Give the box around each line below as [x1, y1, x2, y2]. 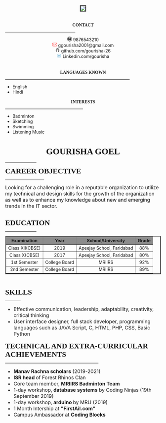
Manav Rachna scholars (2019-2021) [13, 368, 101, 374]
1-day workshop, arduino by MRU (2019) [13, 399, 108, 406]
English [12, 84, 28, 90]
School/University [86, 238, 125, 244]
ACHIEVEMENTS [5, 350, 67, 359]
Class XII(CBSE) [8, 245, 41, 251]
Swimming [12, 124, 34, 129]
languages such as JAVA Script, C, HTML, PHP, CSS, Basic [13, 324, 151, 331]
